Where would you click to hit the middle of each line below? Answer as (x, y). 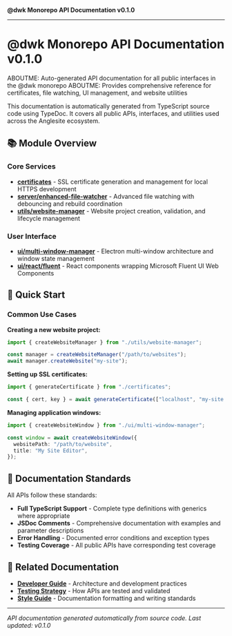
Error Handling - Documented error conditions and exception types (113, 538)
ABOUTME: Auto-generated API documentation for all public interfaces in (112, 78)
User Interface (32, 236)
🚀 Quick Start (36, 295)
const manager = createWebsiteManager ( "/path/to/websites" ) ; (97, 355)
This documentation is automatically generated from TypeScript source (108, 106)
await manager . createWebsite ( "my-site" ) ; (68, 361)
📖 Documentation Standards (69, 478)
